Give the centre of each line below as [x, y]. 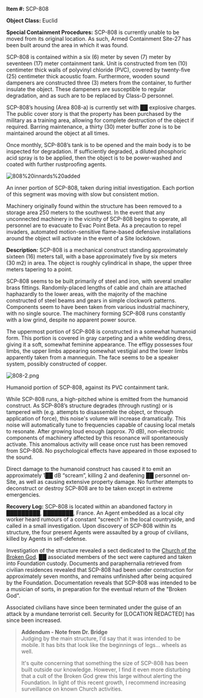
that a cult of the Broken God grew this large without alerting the [101, 676]
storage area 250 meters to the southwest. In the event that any [86, 212]
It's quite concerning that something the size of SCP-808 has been [105, 663]
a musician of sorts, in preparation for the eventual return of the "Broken [96, 589]
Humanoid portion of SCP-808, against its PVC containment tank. [88, 387]
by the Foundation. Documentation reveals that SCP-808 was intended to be [101, 583]
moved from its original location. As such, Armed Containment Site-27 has [99, 39]
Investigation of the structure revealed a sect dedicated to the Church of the [101, 551]
